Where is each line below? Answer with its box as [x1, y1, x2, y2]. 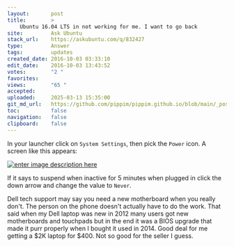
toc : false [7, 107, 68, 114]
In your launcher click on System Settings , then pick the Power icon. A [7, 139, 207, 148]
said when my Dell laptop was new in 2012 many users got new [7, 209, 189, 218]
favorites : [7, 74, 39, 82]
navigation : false [7, 113, 68, 120]
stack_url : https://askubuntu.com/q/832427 [7, 36, 145, 43]
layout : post [7, 10, 64, 17]
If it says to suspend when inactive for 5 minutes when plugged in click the [7, 173, 221, 182]
